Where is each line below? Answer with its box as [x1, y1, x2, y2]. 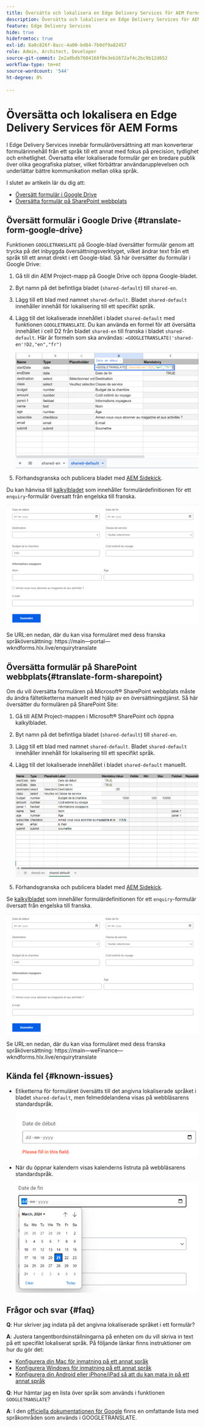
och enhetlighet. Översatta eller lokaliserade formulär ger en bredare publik [6, 154, 196, 162]
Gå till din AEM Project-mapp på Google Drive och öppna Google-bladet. [15, 272, 198, 280]
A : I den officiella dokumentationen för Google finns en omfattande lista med [6, 1407, 199, 1415]
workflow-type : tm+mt [6, 61, 62, 67]
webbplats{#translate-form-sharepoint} [6, 671, 163, 682]
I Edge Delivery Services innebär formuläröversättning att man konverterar [6, 141, 193, 149]
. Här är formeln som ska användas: [34, 334, 124, 341]
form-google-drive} [6, 225, 84, 235]
